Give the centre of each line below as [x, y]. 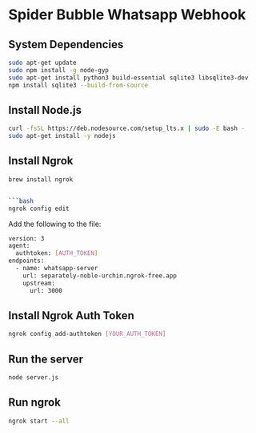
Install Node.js [45, 110]
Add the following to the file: [55, 224]
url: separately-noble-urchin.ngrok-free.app [100, 275]
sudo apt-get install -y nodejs [62, 136]
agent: [19, 246]
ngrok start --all [39, 421]
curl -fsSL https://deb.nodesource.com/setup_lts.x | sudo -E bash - [127, 129]
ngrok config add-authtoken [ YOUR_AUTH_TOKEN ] [87, 334]
